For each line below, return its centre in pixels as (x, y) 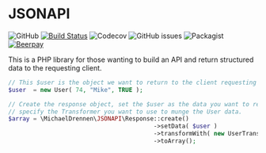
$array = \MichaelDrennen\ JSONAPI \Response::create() (99, 119)
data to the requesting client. (55, 67)
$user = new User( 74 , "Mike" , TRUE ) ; (76, 90)
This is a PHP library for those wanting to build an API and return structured (131, 59)
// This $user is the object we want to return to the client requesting (133, 82)
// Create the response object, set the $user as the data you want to (129, 104)
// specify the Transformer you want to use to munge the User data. (125, 112)
